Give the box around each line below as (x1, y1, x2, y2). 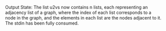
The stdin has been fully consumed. (5, 20, 79, 26)
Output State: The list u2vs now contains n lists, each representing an (5, 4, 148, 10)
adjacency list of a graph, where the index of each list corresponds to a (5, 9, 152, 15)
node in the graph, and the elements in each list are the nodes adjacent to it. (5, 15, 162, 20)
